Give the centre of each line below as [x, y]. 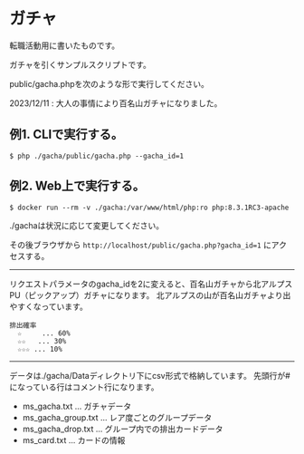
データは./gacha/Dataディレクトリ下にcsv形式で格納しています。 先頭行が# [150, 375]
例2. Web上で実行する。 [77, 186]
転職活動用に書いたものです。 [65, 45]
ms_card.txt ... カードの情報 [74, 440]
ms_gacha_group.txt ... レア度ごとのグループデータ [117, 417]
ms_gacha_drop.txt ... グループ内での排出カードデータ [123, 429]
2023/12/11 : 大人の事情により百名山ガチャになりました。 [116, 103]
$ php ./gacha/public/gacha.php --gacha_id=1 [96, 156]
